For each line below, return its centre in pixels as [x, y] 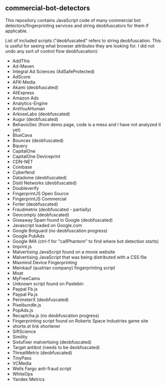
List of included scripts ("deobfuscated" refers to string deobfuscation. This [83, 40]
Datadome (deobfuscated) [40, 177]
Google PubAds [28, 236]
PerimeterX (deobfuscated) [40, 300]
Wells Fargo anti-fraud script [42, 369]
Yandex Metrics [28, 379]
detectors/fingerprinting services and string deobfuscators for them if [77, 25]
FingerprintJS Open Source [40, 193]
